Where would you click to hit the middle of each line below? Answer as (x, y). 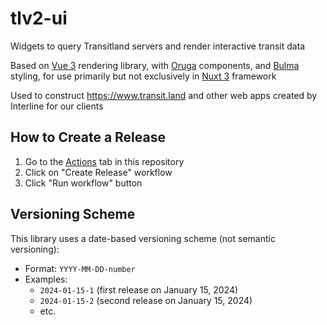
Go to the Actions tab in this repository (104, 161)
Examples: (46, 279)
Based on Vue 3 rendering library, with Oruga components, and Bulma (155, 65)
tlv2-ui (39, 18)
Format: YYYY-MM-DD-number (80, 268)
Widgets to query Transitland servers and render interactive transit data (158, 46)
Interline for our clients (57, 106)
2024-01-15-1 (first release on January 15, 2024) (139, 289)
